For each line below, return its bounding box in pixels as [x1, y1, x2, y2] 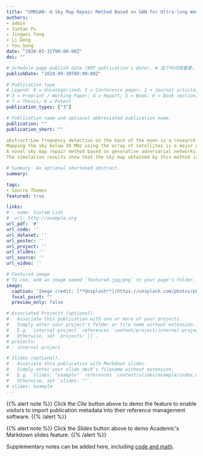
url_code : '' [6, 226, 39, 232]
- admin [6, 20, 26, 26]
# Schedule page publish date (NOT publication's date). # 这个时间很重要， [6, 65, 197, 71]
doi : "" [6, 54, 26, 60]
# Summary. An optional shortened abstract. [6, 165, 120, 171]
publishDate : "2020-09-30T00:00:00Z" [6, 70, 101, 76]
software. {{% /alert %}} [6, 413, 67, 420]
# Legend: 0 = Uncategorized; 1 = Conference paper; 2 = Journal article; [6, 87, 199, 93]
